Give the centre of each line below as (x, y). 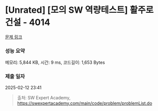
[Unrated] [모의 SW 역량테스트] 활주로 (79, 10)
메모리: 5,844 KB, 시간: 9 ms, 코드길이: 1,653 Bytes (55, 62)
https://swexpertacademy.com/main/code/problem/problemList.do (85, 103)
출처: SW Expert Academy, (44, 97)
